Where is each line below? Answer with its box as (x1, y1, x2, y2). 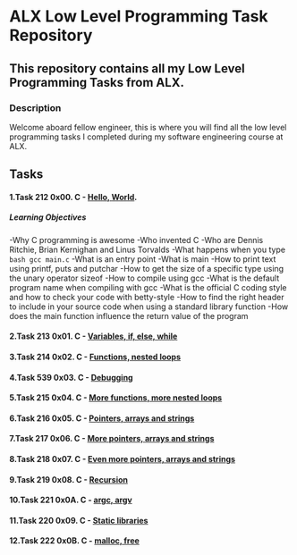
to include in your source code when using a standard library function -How (9, 301, 289, 312)
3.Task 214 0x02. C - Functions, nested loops (9, 351, 182, 363)
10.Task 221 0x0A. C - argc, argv (9, 494, 132, 506)
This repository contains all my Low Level (9, 61, 245, 76)
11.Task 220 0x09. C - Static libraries (9, 515, 148, 526)
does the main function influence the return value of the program (9, 310, 249, 321)
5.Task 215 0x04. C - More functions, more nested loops (9, 392, 223, 403)
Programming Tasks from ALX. (9, 74, 185, 90)
